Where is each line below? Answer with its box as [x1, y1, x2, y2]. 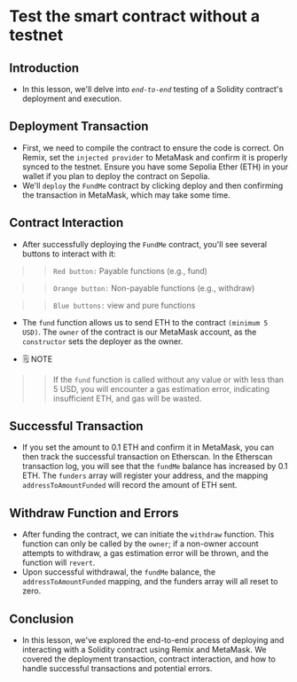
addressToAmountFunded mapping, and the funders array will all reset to [21, 576, 278, 587]
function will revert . [21, 557, 96, 568]
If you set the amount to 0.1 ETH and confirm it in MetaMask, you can [21, 442, 275, 453]
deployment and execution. [21, 93, 122, 104]
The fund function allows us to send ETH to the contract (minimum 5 [21, 317, 269, 327]
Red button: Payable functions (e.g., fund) [52, 265, 208, 276]
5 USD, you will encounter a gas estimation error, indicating [52, 383, 270, 394]
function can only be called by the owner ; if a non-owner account [21, 538, 259, 549]
